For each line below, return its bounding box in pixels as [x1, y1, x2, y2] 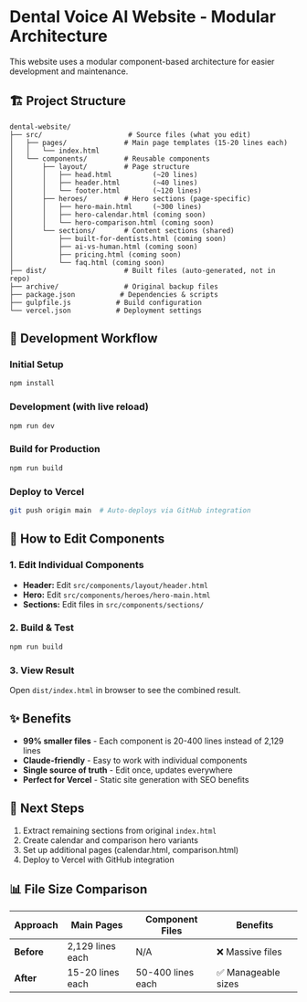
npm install [9, 379, 55, 388]
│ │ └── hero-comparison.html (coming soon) [9, 217, 215, 227]
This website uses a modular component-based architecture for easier [9, 56, 275, 67]
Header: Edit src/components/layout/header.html [22, 579, 208, 590]
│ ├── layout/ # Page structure [9, 162, 190, 171]
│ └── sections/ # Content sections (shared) [9, 226, 235, 235]
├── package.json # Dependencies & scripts [9, 290, 219, 299]
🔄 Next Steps [9, 801, 85, 817]
